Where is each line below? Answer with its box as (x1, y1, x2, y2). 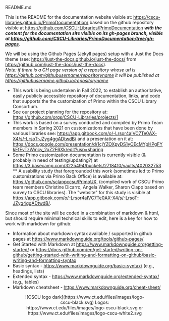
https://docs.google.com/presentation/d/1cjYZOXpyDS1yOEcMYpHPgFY (12, 141, 163, 147)
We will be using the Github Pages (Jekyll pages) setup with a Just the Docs (5, 51, 164, 57)
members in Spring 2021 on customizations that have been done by (12, 125, 153, 131)
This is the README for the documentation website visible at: (5, 14, 133, 20)
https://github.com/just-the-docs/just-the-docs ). (5, 62, 107, 67)
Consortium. (12, 104, 39, 109)
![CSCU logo (25, 294, 51, 300)
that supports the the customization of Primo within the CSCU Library (12, 98, 157, 104)
